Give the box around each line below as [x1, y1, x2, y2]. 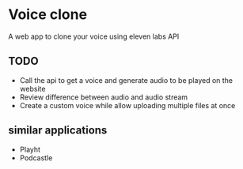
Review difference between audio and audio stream [19, 92, 188, 102]
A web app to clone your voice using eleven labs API [8, 32, 180, 41]
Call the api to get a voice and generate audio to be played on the [19, 75, 234, 84]
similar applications [8, 124, 108, 137]
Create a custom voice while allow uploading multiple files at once [19, 100, 236, 110]
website [19, 84, 46, 93]
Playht [19, 145, 41, 154]
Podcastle [19, 152, 53, 163]
